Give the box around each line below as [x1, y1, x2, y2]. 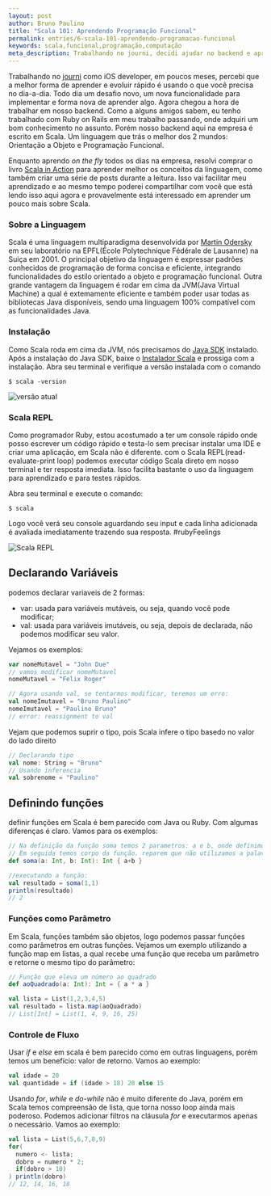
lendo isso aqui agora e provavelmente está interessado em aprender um [8, 191, 252, 200]
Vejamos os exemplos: [8, 644, 83, 655]
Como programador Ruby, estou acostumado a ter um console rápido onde [8, 430, 258, 440]
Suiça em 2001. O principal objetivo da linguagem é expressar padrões [8, 255, 244, 264]
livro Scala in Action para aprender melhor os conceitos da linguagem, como [8, 165, 263, 174]
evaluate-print [8, 456, 56, 465]
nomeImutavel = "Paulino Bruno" [8, 705, 117, 714]
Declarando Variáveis [8, 566, 119, 580]
